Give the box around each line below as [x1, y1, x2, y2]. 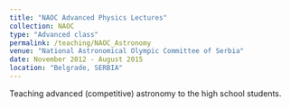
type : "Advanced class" [9, 30, 99, 39]
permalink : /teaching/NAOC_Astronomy [9, 38, 152, 48]
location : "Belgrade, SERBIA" [9, 64, 124, 73]
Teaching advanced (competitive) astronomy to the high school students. [9, 87, 282, 99]
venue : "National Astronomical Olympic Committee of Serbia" [9, 47, 245, 56]
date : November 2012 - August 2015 [9, 55, 144, 64]
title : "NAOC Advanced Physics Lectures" [9, 13, 168, 22]
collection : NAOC [9, 22, 75, 31]
